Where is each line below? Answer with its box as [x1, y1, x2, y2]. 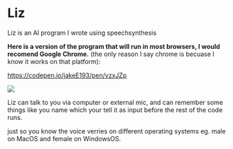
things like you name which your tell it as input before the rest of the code [7, 105, 223, 114]
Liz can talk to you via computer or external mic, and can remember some [7, 98, 224, 106]
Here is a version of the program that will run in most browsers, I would [7, 42, 220, 50]
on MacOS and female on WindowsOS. [7, 134, 121, 143]
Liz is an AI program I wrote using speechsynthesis [7, 28, 157, 37]
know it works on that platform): [7, 57, 101, 65]
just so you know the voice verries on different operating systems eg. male [7, 126, 226, 136]
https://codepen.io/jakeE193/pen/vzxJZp [7, 71, 127, 79]
